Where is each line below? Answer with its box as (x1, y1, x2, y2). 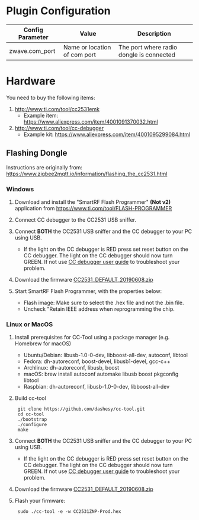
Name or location (63, 43, 111, 51)
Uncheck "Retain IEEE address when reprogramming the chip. (23, 305, 175, 313)
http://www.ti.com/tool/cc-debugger (14, 124, 104, 131)
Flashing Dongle (6, 148, 68, 158)
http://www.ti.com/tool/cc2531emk (14, 105, 99, 112)
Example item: (23, 112, 59, 119)
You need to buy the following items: (6, 94, 95, 101)
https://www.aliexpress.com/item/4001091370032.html (23, 118, 158, 125)
